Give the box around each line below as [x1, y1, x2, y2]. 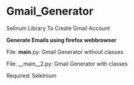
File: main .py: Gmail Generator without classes [6, 48, 124, 56]
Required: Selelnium [6, 72, 57, 79]
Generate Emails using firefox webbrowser [6, 36, 117, 43]
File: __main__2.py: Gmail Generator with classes [6, 60, 128, 67]
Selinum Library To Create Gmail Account [6, 24, 110, 32]
